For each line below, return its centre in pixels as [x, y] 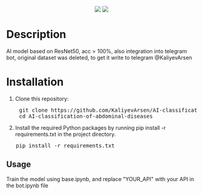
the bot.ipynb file [27, 185]
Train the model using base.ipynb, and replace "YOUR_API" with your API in [100, 179]
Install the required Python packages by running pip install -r [90, 127]
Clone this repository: [42, 98]
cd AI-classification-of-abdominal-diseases [86, 116]
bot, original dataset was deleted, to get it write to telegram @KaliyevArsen [99, 57]
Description [36, 35]
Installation [35, 82]
